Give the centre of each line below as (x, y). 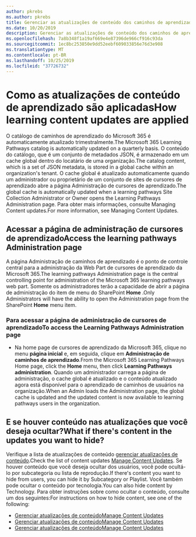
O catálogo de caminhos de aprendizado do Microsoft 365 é (78, 136)
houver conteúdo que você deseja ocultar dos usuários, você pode (87, 467)
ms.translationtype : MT (35, 50)
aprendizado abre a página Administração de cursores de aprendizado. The (96, 186)
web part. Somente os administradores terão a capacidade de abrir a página (98, 286)
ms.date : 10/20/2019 (31, 28)
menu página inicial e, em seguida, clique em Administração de (92, 354)
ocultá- (177, 467)
